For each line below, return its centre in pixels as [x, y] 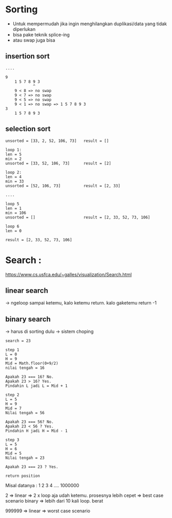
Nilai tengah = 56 [25, 413]
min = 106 [16, 213]
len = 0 [14, 231]
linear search [27, 290]
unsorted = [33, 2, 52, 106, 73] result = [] [57, 141]
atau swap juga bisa [34, 40]
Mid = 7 [14, 408]
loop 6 [12, 226]
